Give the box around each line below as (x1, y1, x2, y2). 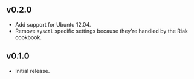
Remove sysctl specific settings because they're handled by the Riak (15, 27, 189, 34)
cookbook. (15, 33, 42, 41)
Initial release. (15, 67, 50, 74)
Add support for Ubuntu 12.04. (15, 21, 91, 28)
